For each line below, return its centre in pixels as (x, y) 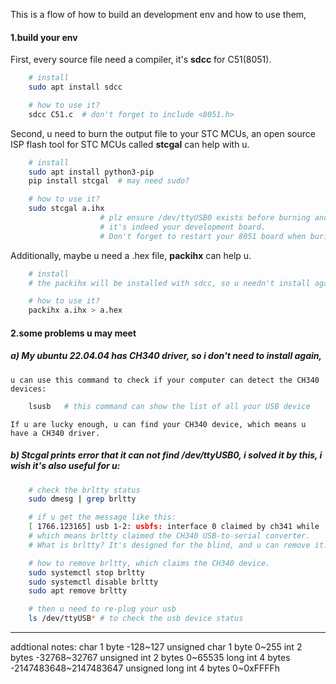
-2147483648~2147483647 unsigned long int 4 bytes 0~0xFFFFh (145, 668)
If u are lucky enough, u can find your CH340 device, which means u (158, 424)
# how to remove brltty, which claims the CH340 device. (149, 563)
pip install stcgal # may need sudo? (109, 181)
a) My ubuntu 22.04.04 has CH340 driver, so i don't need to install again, (166, 356)
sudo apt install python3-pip (91, 172)
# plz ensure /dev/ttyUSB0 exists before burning (205, 218)
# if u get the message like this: (102, 517)
